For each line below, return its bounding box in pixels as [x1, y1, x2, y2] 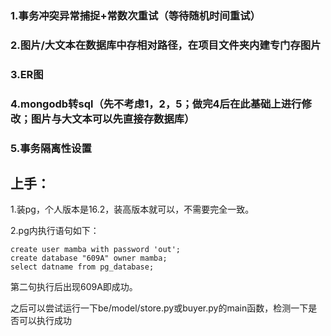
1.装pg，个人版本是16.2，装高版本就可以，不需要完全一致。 [10, 203, 255, 216]
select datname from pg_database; [10, 262, 155, 272]
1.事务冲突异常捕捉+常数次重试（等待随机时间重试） [10, 8, 261, 22]
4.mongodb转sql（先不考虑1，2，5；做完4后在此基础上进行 [10, 97, 302, 111]
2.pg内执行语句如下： [10, 225, 100, 237]
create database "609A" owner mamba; [10, 253, 168, 264]
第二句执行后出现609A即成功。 [10, 281, 138, 293]
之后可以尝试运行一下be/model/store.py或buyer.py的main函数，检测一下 [10, 302, 309, 314]
